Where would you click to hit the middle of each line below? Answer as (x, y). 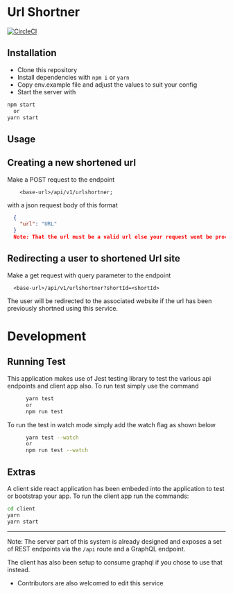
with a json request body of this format (62, 205)
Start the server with (46, 92)
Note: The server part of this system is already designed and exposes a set (114, 541)
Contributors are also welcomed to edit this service (90, 583)
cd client (21, 508)
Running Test (36, 362)
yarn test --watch (52, 438)
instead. (19, 569)
